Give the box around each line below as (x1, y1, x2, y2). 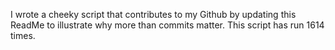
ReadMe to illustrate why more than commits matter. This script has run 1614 (10, 19, 325, 31)
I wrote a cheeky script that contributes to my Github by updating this (10, 9, 297, 20)
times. (10, 30, 36, 41)
